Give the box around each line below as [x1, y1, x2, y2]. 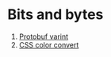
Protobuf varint [18, 32, 69, 41]
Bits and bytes [7, 6, 104, 24]
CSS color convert [18, 40, 79, 49]
